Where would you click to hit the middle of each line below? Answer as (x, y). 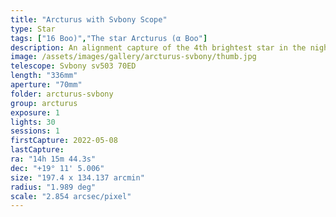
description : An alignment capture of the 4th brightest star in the (158, 47)
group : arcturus (44, 103)
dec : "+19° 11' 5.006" (57, 168)
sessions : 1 (35, 131)
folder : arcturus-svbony (62, 94)
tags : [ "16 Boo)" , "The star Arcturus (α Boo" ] (109, 38)
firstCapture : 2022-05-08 (64, 141)
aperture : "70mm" (46, 85)
